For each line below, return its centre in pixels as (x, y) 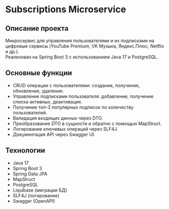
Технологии (25, 150)
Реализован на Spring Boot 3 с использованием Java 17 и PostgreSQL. (82, 57)
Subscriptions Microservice (66, 9)
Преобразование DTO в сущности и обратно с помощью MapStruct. (87, 123)
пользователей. (30, 112)
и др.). (12, 51)
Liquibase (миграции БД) (40, 190)
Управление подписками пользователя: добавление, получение (83, 96)
